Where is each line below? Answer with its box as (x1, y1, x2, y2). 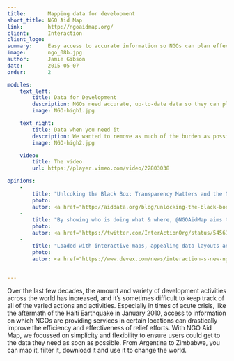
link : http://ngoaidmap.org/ (7, 23, 114, 30)
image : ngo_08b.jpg (7, 50, 82, 57)
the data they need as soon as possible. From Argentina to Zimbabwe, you (7, 339, 221, 347)
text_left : (19, 88, 52, 95)
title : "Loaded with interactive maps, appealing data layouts (32, 242, 219, 249)
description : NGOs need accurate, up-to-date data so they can (32, 101, 219, 108)
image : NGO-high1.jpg (32, 108, 95, 115)
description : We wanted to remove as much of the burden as (32, 133, 210, 140)
